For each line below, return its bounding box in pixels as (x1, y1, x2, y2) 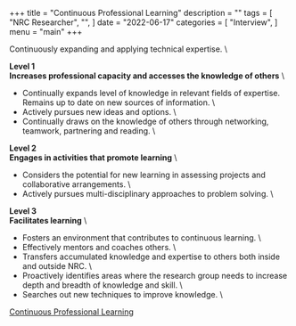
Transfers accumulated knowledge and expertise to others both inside (21, 251, 281, 262)
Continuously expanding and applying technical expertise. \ (9, 44, 228, 54)
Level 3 (9, 206, 37, 216)
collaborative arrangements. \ (21, 179, 131, 190)
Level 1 (9, 61, 36, 71)
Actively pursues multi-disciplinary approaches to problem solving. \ (21, 189, 274, 199)
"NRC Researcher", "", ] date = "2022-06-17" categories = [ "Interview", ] (9, 17, 278, 28)
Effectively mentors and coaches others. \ (21, 242, 177, 252)
